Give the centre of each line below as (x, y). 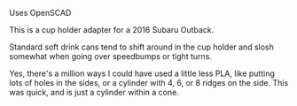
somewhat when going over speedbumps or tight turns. (111, 56)
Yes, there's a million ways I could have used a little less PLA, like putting (142, 73)
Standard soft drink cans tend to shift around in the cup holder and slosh (142, 47)
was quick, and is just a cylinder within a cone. (94, 92)
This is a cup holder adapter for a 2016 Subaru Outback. (112, 30)
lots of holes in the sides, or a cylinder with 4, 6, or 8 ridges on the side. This (149, 83)
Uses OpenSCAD (40, 13)
